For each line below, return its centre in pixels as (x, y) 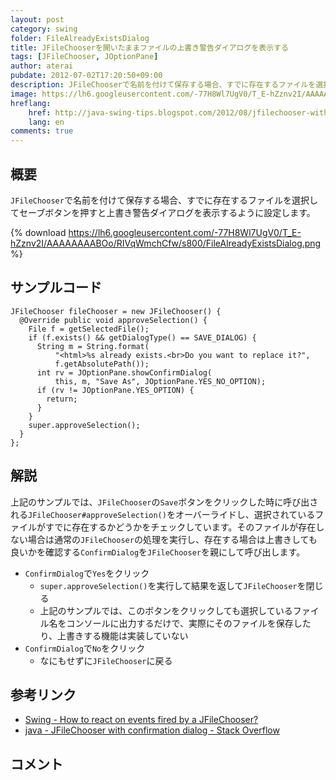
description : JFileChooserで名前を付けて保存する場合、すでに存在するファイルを (163, 85)
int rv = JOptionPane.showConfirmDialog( (124, 372)
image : (24, 94)
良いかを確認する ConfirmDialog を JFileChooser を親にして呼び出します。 (158, 552)
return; (62, 399)
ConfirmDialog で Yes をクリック (87, 573)
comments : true (42, 131)
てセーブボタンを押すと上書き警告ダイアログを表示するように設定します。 (163, 212)
